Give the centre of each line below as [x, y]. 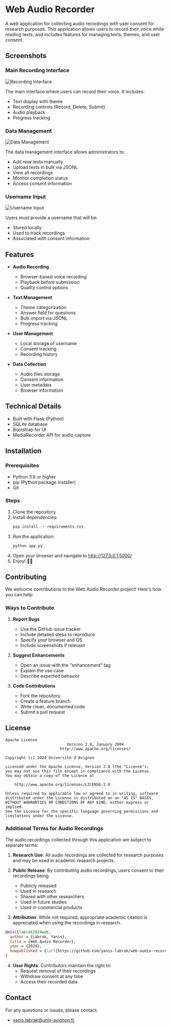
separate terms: [22, 845]
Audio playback [29, 112]
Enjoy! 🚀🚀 [23, 561]
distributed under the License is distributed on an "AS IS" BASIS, [79, 798]
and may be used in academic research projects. [64, 860]
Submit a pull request [42, 712]
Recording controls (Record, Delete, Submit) [59, 107]
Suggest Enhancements [39, 655]
